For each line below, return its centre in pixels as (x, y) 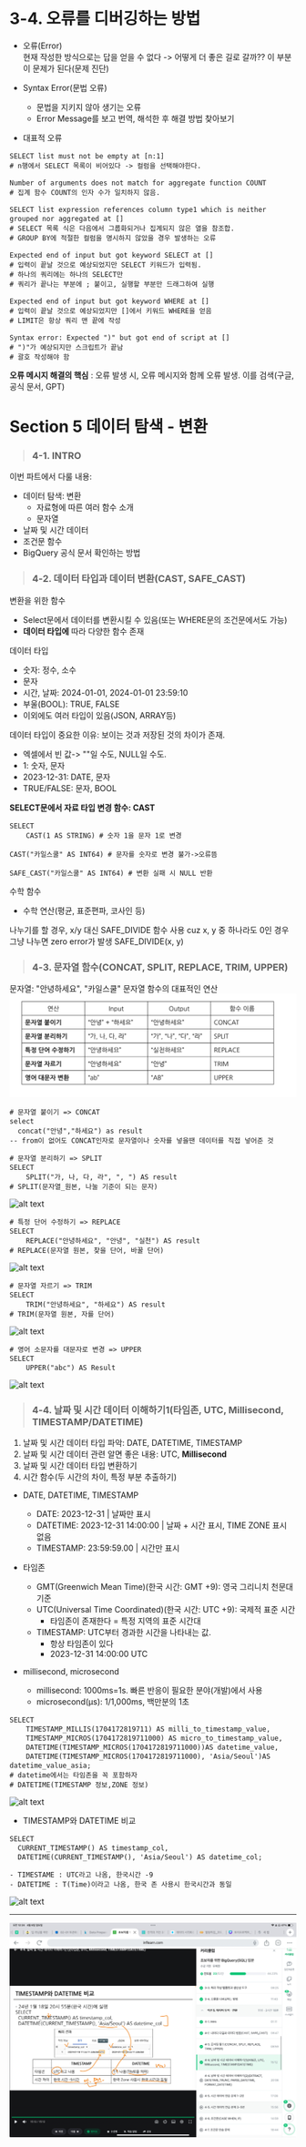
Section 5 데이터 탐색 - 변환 (108, 427)
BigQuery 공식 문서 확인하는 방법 (82, 553)
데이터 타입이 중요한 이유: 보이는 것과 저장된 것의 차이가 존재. (117, 735)
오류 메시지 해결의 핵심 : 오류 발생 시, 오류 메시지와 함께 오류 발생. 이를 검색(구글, (152, 375)
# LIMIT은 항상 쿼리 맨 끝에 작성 (65, 321)
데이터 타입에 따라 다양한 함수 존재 (83, 631)
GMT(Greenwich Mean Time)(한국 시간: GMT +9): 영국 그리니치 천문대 (165, 1586)
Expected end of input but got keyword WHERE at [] (109, 301)
